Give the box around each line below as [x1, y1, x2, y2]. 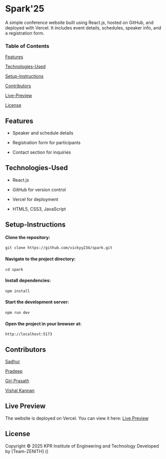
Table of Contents [5, 42, 50, 49]
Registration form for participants [12, 140, 81, 146]
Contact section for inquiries [12, 149, 71, 155]
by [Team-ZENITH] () [5, 448, 49, 454]
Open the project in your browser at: [5, 320, 82, 327]
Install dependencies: [5, 277, 51, 283]
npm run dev [5, 310, 30, 315]
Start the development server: [5, 299, 69, 305]
